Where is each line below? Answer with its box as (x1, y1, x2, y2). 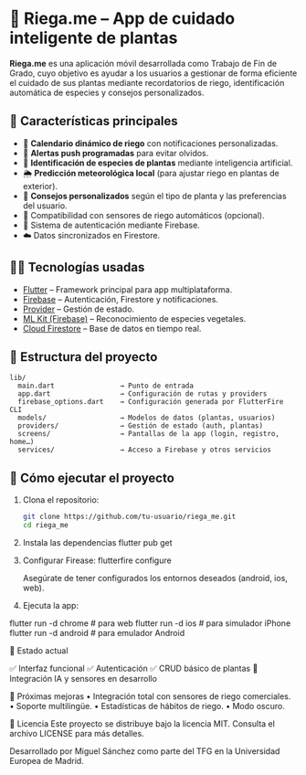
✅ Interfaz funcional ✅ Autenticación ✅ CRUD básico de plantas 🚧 (9, 663, 259, 674)
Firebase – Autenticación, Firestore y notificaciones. (22, 293, 219, 304)
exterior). (22, 180, 58, 191)
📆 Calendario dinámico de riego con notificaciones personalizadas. (22, 137, 279, 149)
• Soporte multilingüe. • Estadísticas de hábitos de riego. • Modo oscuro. (9, 700, 285, 711)
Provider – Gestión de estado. (22, 303, 135, 314)
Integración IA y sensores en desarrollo (9, 673, 158, 684)
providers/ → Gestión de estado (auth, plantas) (17, 421, 263, 430)
